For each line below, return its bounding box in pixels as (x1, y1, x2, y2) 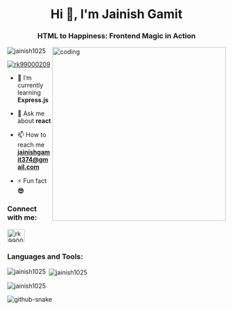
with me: (7, 213, 37, 222)
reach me (17, 140, 45, 149)
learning (17, 88, 42, 97)
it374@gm (17, 156, 49, 164)
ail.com (17, 163, 40, 171)
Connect (7, 204, 37, 214)
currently (17, 81, 44, 90)
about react (17, 117, 51, 125)
